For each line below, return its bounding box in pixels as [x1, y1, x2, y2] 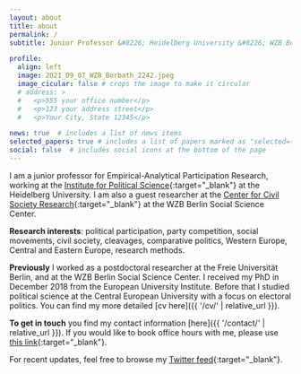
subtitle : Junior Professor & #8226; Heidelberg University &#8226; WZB [9, 38, 282, 48]
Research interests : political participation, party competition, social [9, 225, 259, 236]
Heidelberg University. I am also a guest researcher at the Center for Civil [9, 189, 279, 200]
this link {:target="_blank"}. [9, 336, 107, 347]
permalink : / [9, 30, 58, 39]
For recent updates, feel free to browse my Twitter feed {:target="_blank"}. [9, 353, 283, 364]
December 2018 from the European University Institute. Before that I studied [9, 281, 290, 291]
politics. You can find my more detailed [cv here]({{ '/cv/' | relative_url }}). [9, 300, 280, 310]
